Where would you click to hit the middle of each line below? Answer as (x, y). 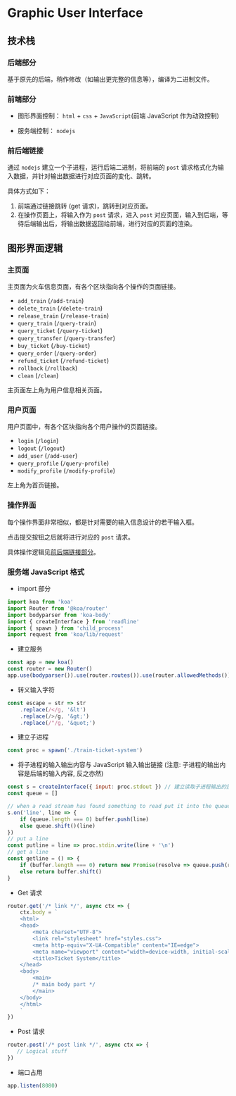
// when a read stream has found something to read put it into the (110, 807)
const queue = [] (33, 794)
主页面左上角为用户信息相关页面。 (57, 390)
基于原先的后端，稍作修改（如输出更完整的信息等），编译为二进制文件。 (110, 79)
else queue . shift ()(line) (58, 826)
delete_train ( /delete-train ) (60, 309)
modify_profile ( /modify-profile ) (66, 471)
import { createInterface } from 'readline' (73, 621)
